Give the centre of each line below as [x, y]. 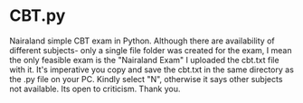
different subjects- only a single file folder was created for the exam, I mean [151, 50]
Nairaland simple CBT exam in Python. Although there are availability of [142, 41]
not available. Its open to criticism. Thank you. [95, 89]
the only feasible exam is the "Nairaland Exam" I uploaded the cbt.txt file [144, 60]
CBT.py [38, 16]
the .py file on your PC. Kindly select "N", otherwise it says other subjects [146, 79]
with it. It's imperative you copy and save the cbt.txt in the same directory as [151, 70]
